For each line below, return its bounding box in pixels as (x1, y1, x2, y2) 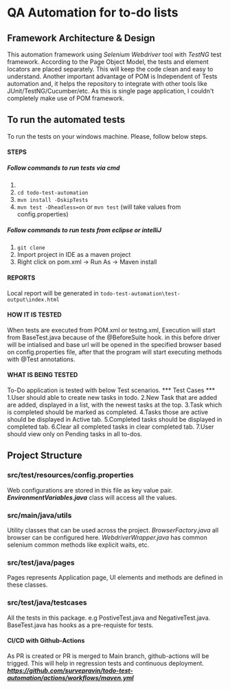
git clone (16, 245, 46, 251)
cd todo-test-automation (16, 190, 89, 196)
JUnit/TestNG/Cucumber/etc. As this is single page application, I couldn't (7, 87, 214, 95)
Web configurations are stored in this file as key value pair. (7, 486, 173, 494)
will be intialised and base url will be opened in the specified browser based (7, 340, 222, 348)
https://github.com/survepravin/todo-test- (7, 666, 133, 675)
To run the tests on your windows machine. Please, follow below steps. (7, 132, 208, 140)
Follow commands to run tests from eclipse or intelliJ (7, 225, 162, 234)
